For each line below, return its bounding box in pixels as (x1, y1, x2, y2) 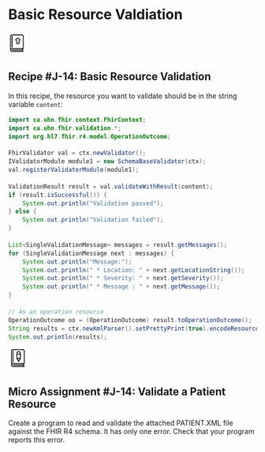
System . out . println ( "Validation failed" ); (22, 216, 164, 224)
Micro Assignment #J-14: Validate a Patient (8, 385, 226, 398)
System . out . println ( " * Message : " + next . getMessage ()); (22, 283, 221, 291)
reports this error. (8, 435, 65, 445)
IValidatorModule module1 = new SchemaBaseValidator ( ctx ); (8, 158, 207, 165)
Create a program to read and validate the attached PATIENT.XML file (8, 418, 234, 428)
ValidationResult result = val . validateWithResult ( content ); (8, 182, 214, 191)
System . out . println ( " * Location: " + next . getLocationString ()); (22, 266, 245, 274)
